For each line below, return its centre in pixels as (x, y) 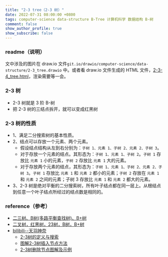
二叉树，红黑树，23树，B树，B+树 (48, 224)
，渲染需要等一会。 (48, 77)
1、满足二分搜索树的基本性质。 (44, 135)
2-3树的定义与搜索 (39, 237)
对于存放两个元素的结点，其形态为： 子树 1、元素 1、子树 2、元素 (85, 166)
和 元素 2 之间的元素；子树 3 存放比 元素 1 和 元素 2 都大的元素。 (87, 179)
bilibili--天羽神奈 (30, 231)
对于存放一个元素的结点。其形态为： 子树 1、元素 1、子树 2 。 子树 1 (88, 154)
